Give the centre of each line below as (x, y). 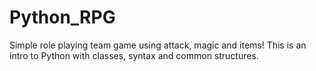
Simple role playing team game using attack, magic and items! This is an (158, 45)
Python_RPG (62, 17)
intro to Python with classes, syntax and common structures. (134, 55)
